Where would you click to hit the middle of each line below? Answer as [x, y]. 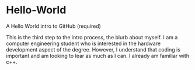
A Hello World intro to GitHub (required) [53, 26]
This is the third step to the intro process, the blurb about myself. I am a [92, 37]
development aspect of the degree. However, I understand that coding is [93, 49]
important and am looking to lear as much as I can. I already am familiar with [98, 56]
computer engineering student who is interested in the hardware [83, 43]
